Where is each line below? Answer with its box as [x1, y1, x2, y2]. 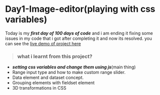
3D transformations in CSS [12, 85, 66, 91]
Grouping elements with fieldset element [12, 80, 95, 86]
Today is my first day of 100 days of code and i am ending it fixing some [5, 30, 153, 36]
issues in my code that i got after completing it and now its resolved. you [5, 35, 152, 41]
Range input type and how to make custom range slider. [12, 69, 126, 75]
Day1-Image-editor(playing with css [5, 3, 156, 15]
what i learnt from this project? [17, 53, 93, 60]
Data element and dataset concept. [12, 75, 84, 81]
